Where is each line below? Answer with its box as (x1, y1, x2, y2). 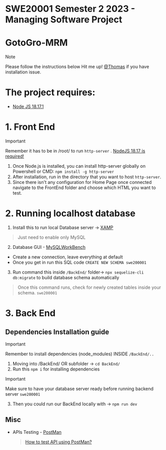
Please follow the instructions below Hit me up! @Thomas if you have (5, 64, 149, 70)
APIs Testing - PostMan (12, 429, 62, 435)
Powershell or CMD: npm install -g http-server (12, 168, 115, 174)
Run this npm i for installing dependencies (12, 366, 100, 372)
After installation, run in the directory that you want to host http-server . (12, 174, 161, 180)
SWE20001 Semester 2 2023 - (5, 3, 135, 15)
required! (5, 153, 24, 159)
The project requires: (5, 87, 96, 98)
